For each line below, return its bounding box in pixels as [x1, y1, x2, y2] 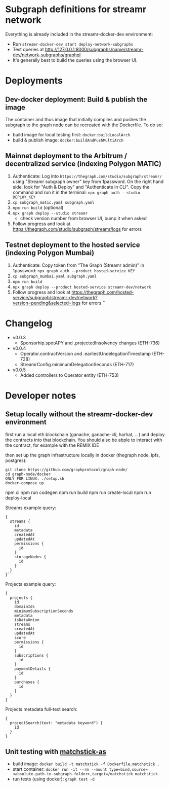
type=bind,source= [109, 767, 148, 772]
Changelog [5, 317, 53, 329]
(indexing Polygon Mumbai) [5, 248, 95, 257]
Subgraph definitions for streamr [5, 4, 147, 15]
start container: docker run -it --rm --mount [12, 766, 107, 772]
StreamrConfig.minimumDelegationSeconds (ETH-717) [20, 361, 134, 367]
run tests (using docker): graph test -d [12, 776, 95, 782]
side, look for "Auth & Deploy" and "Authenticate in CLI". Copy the [12, 184, 150, 190]
